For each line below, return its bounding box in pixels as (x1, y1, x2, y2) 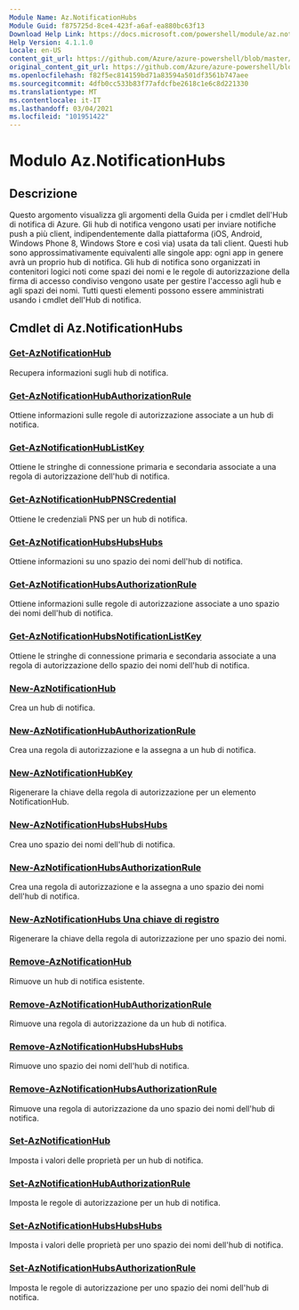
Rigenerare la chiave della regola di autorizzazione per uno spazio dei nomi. (9, 934, 287, 944)
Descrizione (9, 186, 78, 201)
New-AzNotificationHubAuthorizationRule (9, 724, 197, 737)
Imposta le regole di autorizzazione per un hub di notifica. (9, 1198, 221, 1209)
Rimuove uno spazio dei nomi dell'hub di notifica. (9, 1061, 190, 1071)
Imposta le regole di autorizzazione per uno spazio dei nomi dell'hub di (9, 1282, 270, 1293)
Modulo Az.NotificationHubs (9, 150, 226, 171)
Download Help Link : (9, 29, 86, 38)
